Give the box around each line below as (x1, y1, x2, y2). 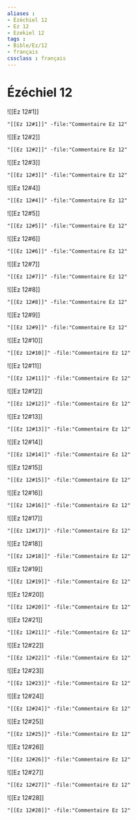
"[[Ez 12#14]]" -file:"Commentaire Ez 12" (7, 451, 131, 458)
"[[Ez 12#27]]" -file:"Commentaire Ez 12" (7, 781, 131, 788)
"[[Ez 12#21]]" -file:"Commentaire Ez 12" (7, 628, 131, 636)
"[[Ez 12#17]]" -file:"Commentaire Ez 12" (7, 527, 131, 534)
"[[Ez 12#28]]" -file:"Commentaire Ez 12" (7, 807, 131, 814)
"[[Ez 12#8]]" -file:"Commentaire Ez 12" (7, 298, 128, 305)
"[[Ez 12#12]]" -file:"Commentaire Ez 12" (7, 400, 131, 407)
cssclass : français (7, 55, 67, 62)
